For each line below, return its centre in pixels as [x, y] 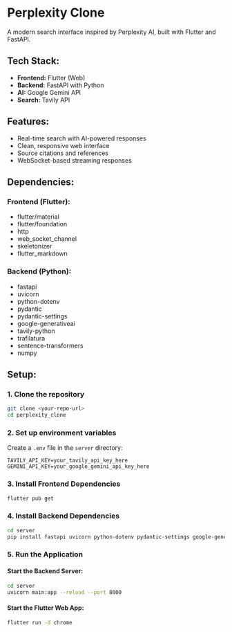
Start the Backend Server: [45, 571]
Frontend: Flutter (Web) [51, 78]
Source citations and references [63, 153]
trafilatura [31, 338]
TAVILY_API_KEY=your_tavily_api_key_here [68, 461]
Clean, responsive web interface [63, 145]
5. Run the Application [45, 554]
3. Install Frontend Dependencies [64, 484]
